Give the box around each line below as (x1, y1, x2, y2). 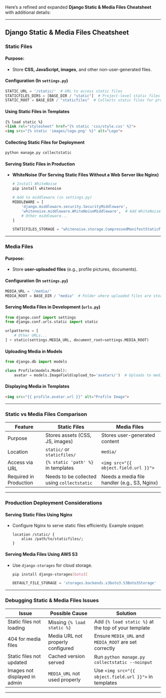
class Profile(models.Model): (5, 368, 68, 373)
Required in (7, 473, 35, 480)
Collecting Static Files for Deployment (5, 139, 85, 145)
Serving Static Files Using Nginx (5, 511, 73, 518)
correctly (94, 645, 115, 652)
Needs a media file (101, 473, 145, 480)
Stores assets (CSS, (45, 432, 92, 439)
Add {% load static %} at (94, 618, 154, 625)
